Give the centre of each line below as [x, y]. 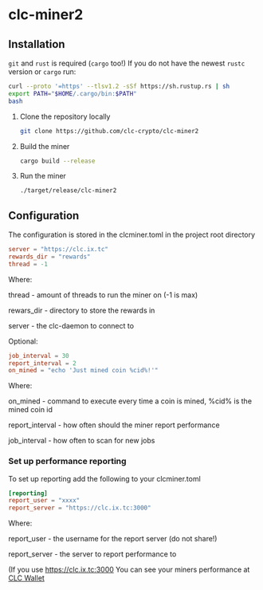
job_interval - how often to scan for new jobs [82, 441]
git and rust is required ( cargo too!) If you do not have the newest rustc [127, 63]
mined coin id [31, 410]
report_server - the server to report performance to [92, 554]
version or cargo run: [42, 72]
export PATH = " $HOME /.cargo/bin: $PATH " [73, 93]
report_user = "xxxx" [44, 501]
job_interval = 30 [39, 356]
